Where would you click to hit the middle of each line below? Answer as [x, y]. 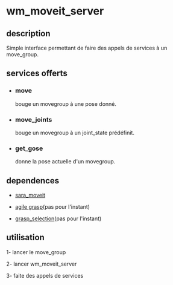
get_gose [29, 148]
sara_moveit [30, 195]
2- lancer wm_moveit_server [42, 264]
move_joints [33, 119]
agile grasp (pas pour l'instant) [52, 207]
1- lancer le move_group [36, 252]
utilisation [26, 237]
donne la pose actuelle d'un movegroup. [65, 162]
